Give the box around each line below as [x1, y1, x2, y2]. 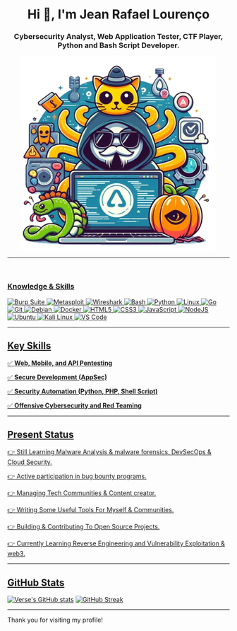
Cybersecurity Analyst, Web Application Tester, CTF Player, [13, 32, 224, 42]
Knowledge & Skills [7, 282, 75, 291]
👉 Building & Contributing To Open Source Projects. [7, 523, 160, 531]
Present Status [7, 428, 74, 441]
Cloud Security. [7, 458, 53, 466]
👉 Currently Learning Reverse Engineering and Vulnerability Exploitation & [7, 539, 226, 548]
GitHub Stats [7, 577, 65, 589]
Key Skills [7, 340, 51, 352]
